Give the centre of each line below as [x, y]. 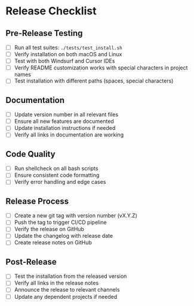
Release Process [37, 201]
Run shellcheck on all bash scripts [56, 168]
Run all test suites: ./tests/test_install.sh [68, 47]
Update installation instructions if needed [65, 128]
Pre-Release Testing [44, 33]
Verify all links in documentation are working [69, 135]
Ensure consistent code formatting [57, 175]
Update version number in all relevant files [66, 114]
